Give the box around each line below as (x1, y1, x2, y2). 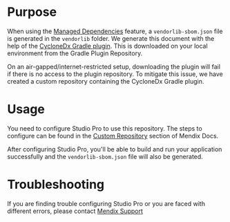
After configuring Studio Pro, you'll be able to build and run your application (7, 145, 222, 153)
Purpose (7, 4, 57, 20)
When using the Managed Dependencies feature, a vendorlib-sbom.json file (7, 27, 223, 35)
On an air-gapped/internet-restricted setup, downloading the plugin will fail (7, 62, 221, 71)
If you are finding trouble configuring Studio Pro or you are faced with (7, 199, 206, 207)
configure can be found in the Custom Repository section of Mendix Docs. (7, 131, 219, 140)
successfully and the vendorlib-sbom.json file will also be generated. (7, 152, 204, 160)
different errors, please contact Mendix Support (7, 207, 144, 215)
